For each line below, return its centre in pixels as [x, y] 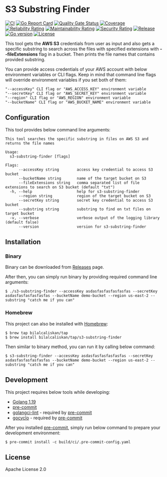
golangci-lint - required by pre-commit [52, 412]
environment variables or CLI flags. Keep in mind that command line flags [81, 74]
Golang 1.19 [24, 402]
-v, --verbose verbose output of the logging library [85, 218]
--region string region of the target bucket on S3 [84, 196]
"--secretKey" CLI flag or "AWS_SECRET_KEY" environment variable [76, 93]
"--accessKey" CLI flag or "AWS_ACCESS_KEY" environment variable [76, 89]
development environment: [33, 433]
